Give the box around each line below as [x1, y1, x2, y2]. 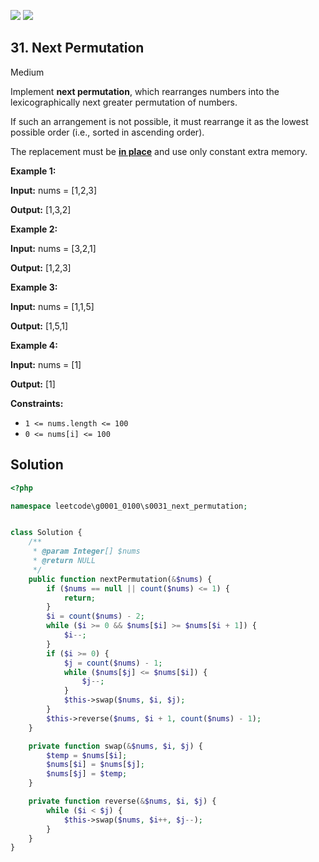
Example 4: [10, 339, 58, 351]
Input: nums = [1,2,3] [10, 184, 98, 196]
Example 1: [10, 165, 57, 177]
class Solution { [10, 528, 83, 538]
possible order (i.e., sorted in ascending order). [10, 126, 205, 138]
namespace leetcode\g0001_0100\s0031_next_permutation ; [10, 501, 248, 511]
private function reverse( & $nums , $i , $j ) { [28, 796, 217, 806]
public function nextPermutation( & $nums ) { [28, 574, 213, 584]
